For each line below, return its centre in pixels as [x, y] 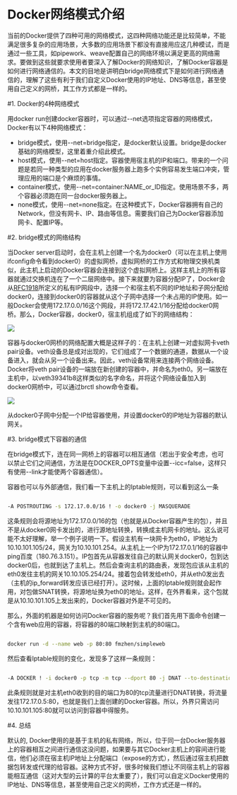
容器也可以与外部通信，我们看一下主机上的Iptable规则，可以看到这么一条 [113, 486]
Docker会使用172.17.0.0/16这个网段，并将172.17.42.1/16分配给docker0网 [116, 305]
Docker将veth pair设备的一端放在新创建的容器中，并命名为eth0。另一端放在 [117, 369]
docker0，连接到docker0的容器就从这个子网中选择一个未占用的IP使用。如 [115, 296]
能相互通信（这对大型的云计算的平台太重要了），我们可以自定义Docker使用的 [118, 775]
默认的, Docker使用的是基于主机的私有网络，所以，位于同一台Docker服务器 [116, 740]
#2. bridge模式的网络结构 [44, 237]
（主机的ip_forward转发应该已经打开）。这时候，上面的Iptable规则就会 [108, 583]
